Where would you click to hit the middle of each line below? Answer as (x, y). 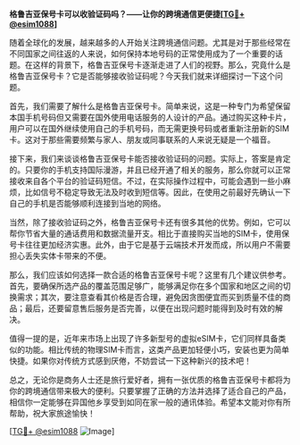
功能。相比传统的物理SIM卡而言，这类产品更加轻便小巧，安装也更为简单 (157, 349)
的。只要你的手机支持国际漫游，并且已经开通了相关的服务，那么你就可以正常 (150, 170)
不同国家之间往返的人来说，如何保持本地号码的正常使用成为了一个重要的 (142, 54)
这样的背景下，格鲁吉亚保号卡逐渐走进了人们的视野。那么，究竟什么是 (162, 65)
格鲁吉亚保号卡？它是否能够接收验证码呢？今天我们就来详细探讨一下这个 (142, 76)
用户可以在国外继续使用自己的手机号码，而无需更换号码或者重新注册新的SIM (150, 128)
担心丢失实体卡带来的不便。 (60, 256)
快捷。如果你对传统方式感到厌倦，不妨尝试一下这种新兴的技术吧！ (130, 361)
